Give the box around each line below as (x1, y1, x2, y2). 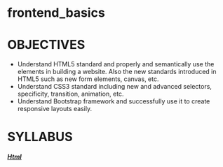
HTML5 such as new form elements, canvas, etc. (17, 75, 159, 83)
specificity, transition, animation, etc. (17, 89, 124, 99)
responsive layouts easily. (17, 105, 93, 113)
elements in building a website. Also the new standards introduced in (17, 68, 217, 76)
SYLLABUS (7, 129, 73, 145)
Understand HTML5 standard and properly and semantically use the (17, 60, 215, 68)
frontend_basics (7, 5, 105, 21)
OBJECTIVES (7, 37, 86, 53)
